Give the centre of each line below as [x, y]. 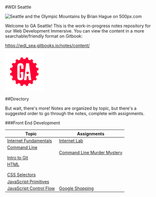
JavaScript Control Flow [31, 188]
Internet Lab [71, 141]
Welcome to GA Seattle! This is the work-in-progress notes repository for [78, 26]
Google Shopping [76, 188]
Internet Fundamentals [30, 141]
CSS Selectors [22, 175]
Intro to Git [17, 158]
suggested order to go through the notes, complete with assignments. [75, 113]
